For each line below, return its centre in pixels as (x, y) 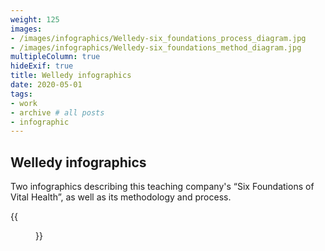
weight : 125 (35, 19)
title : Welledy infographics (71, 76)
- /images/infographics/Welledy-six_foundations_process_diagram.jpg (158, 38)
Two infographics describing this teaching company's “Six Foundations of (162, 187)
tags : (21, 94)
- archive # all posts (57, 112)
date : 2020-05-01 (46, 85)
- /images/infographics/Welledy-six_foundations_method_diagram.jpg (156, 47)
